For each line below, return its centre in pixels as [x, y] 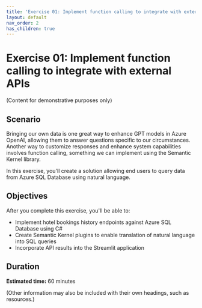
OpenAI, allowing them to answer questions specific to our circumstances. [98, 140]
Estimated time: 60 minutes [41, 281]
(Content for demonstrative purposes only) [59, 100]
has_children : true [31, 29]
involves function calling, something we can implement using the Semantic [99, 153]
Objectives [27, 196]
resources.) [20, 299]
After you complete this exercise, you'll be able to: [68, 210]
